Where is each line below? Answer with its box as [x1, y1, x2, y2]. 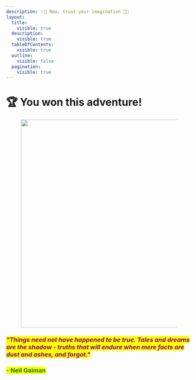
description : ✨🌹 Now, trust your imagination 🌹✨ [6, 8, 129, 15]
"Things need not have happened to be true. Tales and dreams [6, 336, 190, 344]
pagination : [11, 63, 41, 70]
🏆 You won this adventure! [6, 96, 142, 109]
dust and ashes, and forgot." [6, 350, 91, 359]
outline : [11, 53, 33, 59]
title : [11, 20, 28, 25]
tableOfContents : [11, 42, 54, 48]
